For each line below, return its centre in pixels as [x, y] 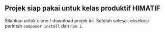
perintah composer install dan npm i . [44, 26]
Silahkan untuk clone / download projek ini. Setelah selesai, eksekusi [77, 20]
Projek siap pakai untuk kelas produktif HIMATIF [82, 8]
